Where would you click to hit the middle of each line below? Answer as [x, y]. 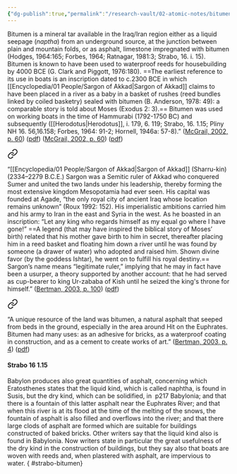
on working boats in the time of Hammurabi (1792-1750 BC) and [100, 116]
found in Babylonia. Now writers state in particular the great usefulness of [115, 440]
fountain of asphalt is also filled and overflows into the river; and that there [116, 418]
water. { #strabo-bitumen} [45, 463]
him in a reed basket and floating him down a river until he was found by [112, 244]
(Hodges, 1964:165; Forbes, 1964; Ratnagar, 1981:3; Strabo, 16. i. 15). [107, 56]
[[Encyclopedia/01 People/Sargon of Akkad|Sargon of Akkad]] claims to [111, 86]
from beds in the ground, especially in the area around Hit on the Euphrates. [117, 326]
